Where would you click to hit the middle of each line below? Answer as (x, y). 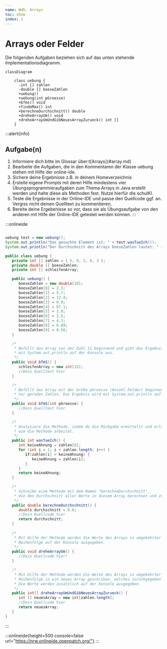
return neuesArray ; (38, 607)
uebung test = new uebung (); (35, 238)
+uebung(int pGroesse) (42, 98)
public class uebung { (29, 256)
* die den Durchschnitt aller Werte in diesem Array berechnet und (85, 496)
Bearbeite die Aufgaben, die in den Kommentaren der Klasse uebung (83, 167)
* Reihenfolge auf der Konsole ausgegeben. (60, 542)
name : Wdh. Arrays (24, 10)
